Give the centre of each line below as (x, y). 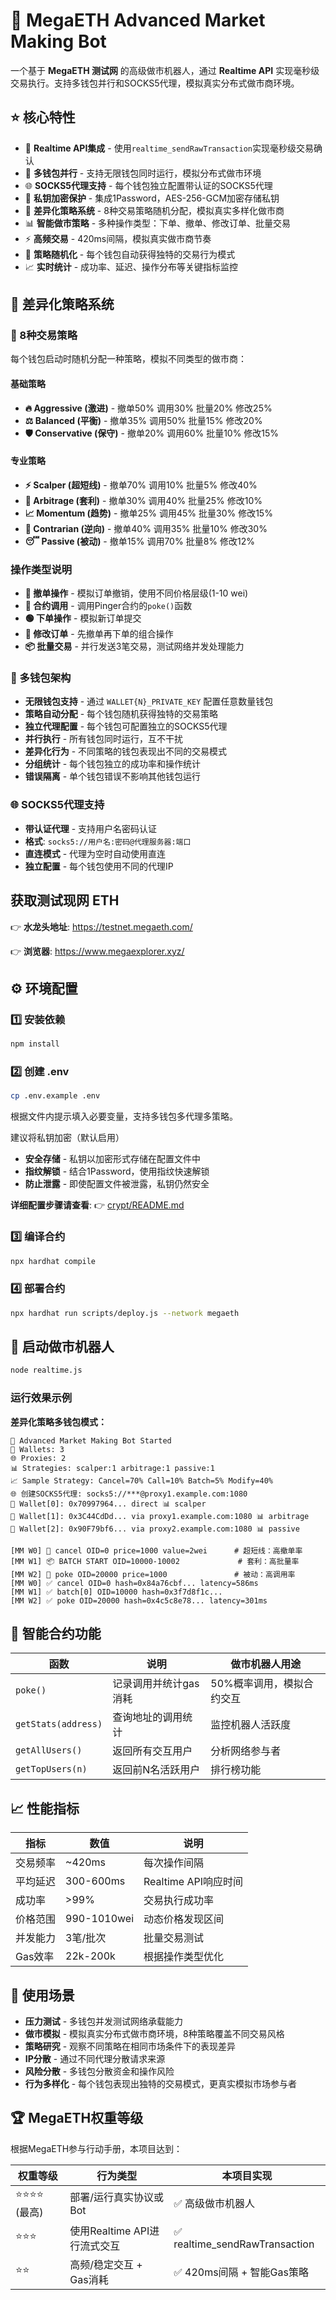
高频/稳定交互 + (106, 2264)
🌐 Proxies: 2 (38, 1458)
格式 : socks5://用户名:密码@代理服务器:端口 (108, 841)
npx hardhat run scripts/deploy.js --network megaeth (125, 1313)
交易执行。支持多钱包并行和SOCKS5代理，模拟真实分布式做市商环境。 (155, 83)
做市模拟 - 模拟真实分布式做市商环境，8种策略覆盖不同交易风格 (154, 2034)
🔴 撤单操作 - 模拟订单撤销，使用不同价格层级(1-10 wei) (136, 593)
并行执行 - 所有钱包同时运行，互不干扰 (104, 739)
